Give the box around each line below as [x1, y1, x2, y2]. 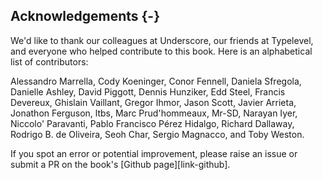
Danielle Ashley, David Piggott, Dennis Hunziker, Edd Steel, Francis [10, 85, 286, 98]
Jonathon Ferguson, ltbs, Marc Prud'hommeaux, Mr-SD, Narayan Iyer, [10, 107, 298, 119]
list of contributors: [10, 55, 89, 68]
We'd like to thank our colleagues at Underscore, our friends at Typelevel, [10, 34, 314, 46]
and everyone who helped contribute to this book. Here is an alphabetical [10, 45, 313, 57]
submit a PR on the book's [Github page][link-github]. [10, 158, 231, 170]
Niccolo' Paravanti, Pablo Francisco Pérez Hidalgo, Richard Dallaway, [10, 117, 295, 129]
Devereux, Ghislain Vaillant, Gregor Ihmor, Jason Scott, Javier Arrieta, [10, 96, 297, 108]
